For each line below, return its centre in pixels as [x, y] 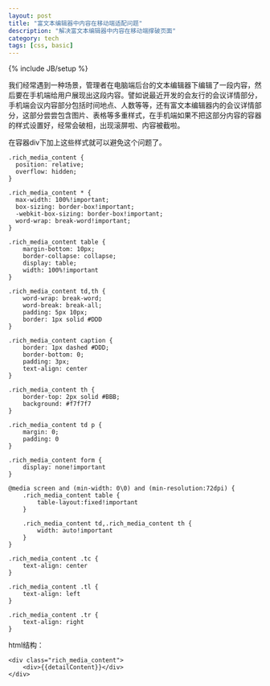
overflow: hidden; [47, 172]
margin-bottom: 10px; [59, 249]
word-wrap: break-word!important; [73, 221]
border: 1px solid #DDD [63, 320]
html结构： [26, 645]
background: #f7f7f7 [57, 404]
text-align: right [53, 622]
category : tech [34, 38]
